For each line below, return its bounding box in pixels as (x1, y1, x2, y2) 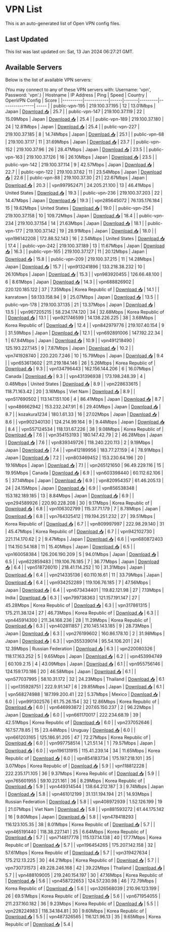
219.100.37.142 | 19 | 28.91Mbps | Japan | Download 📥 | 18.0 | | (26, 228, 156, 234)
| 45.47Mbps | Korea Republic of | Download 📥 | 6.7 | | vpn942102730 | (5, 528, 155, 534)
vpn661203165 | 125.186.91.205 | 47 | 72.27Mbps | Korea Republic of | (5, 734, 151, 740)
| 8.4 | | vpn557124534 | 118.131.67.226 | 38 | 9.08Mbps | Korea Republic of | (5, 426, 164, 432)
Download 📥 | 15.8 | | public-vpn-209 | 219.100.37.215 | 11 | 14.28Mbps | (5, 256, 155, 262)
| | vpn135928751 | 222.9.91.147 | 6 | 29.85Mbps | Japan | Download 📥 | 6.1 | (5, 683, 164, 690)
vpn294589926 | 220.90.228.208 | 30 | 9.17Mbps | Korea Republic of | (5, 500, 152, 506)
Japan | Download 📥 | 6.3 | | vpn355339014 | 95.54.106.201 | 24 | (5, 638, 143, 644)
